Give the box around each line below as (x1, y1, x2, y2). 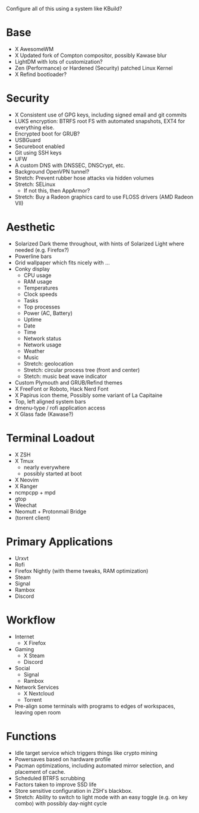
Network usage (23, 341, 62, 348)
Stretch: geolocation (23, 360, 74, 367)
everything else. (14, 124, 55, 131)
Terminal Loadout (6, 431, 95, 445)
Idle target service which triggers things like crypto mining (14, 749, 158, 757)
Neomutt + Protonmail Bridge (14, 508, 87, 515)
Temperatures (23, 284, 58, 291)
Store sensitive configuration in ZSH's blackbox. (14, 787, 132, 794)
